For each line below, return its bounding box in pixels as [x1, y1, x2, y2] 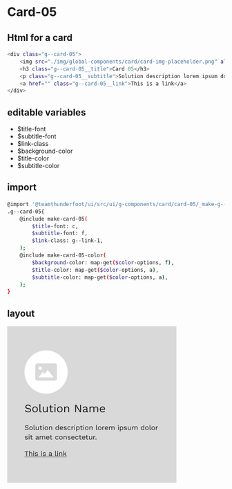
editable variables [7, 107, 86, 118]
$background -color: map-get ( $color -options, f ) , [32, 259, 175, 266]
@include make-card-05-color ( [19, 252, 107, 259]
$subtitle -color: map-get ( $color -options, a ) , [32, 274, 168, 281]
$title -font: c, [32, 223, 79, 230]
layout [7, 307, 35, 319]
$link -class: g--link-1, [32, 237, 104, 244]
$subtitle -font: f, [32, 230, 88, 237]
